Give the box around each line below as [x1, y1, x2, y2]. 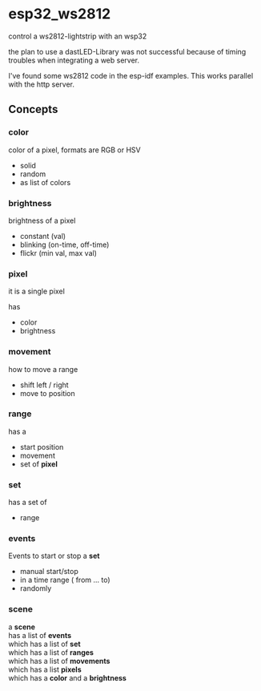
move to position [19, 388, 76, 398]
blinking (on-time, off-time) [19, 240, 110, 249]
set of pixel [19, 459, 58, 469]
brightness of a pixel [8, 216, 76, 225]
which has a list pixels [8, 665, 82, 674]
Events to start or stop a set [8, 551, 100, 561]
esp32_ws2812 [8, 5, 111, 23]
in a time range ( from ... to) [19, 575, 110, 585]
